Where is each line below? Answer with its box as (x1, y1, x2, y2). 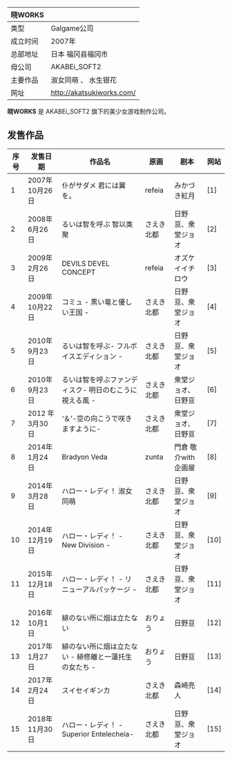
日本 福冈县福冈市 (50, 50, 108, 59)
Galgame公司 (50, 23, 94, 33)
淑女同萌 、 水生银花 (50, 75, 117, 85)
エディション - (75, 352, 123, 361)
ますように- (61, 424, 101, 434)
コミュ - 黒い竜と (61, 297, 119, 307)
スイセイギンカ (61, 685, 110, 695)
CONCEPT (61, 267, 96, 277)
